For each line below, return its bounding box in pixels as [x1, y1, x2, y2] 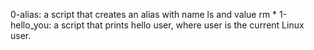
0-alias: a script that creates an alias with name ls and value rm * [10, 9, 278, 20]
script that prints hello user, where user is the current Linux [60, 19, 305, 31]
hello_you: [10, 19, 52, 31]
